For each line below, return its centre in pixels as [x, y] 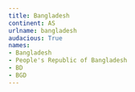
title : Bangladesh [39, 16]
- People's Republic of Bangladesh [68, 61]
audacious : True [35, 38]
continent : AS [32, 23]
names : [19, 46]
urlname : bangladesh [43, 30]
